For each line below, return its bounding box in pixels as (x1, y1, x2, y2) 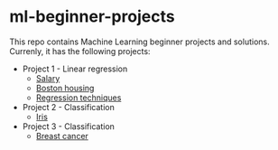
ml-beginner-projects (9, 6, 175, 27)
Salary (35, 72, 60, 83)
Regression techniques (35, 92, 122, 103)
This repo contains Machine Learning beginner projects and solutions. (9, 36, 270, 47)
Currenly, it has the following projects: (9, 45, 151, 56)
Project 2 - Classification (22, 101, 115, 112)
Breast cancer (35, 130, 88, 141)
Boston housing (35, 82, 95, 93)
